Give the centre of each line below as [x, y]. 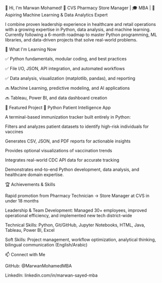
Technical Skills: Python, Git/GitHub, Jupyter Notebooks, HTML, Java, [75, 225]
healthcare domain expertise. [34, 175]
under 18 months [22, 201]
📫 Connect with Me [25, 254]
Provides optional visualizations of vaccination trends [59, 151]
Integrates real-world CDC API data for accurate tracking [62, 160]
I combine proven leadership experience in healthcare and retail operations [81, 24]
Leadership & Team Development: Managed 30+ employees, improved [76, 210]
